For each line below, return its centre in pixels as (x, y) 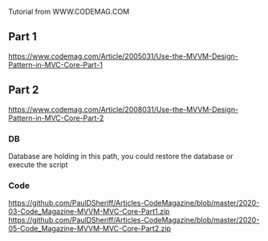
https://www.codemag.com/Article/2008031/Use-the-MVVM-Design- (124, 109)
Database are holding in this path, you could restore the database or (121, 156)
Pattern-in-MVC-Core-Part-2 (56, 118)
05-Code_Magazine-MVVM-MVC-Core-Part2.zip (89, 229)
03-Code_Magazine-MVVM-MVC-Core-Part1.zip (89, 211)
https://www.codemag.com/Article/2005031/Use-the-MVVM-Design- (124, 56)
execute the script (38, 165)
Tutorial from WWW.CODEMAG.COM (69, 12)
